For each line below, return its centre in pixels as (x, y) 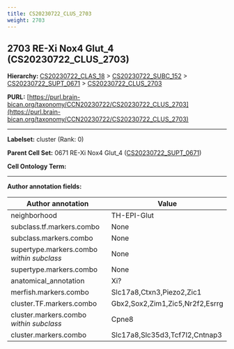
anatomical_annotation (48, 281)
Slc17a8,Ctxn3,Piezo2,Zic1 (156, 292)
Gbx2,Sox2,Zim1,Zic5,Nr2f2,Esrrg (167, 304)
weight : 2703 (26, 20)
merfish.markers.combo (50, 292)
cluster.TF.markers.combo (54, 304)
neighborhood (34, 216)
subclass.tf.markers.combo (55, 227)
